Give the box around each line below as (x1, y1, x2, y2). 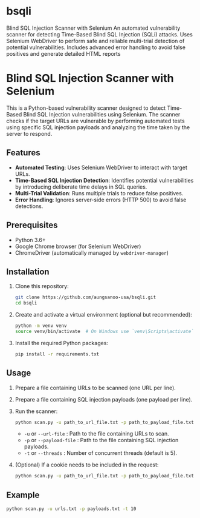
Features (6, 147, 40, 158)
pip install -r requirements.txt (15, 351, 100, 357)
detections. (15, 202, 44, 210)
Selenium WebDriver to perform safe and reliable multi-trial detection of (6, 37, 185, 44)
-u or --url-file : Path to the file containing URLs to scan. (24, 430, 169, 437)
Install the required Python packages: (15, 339, 109, 346)
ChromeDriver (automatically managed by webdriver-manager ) (15, 249, 169, 256)
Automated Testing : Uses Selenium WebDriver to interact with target (15, 164, 187, 171)
